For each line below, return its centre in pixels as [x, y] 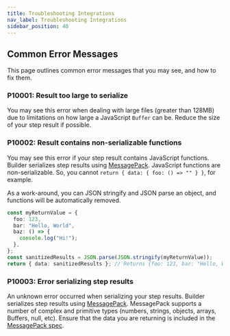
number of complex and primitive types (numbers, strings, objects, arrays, [112, 311]
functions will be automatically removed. [64, 200]
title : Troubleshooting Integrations [61, 13]
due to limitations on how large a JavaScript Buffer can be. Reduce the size [114, 118]
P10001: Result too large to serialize [68, 95]
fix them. [20, 78]
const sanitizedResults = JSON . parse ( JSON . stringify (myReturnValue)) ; [110, 257]
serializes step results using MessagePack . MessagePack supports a [104, 303]
